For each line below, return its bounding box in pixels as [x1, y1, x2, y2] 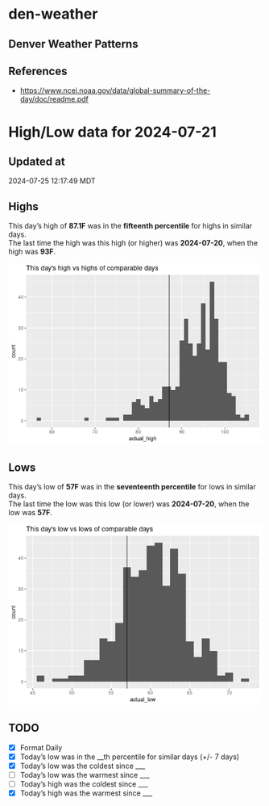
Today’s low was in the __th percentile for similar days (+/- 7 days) [19, 752, 240, 762]
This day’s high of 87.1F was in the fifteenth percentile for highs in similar [8, 221, 253, 231]
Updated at [8, 154, 66, 168]
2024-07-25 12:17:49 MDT [8, 176, 96, 186]
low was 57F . [8, 508, 52, 518]
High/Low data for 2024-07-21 [8, 123, 217, 141]
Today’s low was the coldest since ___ [19, 761, 146, 770]
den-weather [8, 5, 98, 23]
